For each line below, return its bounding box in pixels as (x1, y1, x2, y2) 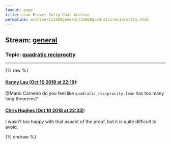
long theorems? (5, 96, 38, 102)
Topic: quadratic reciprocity (5, 51, 76, 58)
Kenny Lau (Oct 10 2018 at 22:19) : (5, 79, 78, 85)
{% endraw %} (5, 134, 37, 140)
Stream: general (5, 36, 58, 44)
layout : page (5, 7, 33, 13)
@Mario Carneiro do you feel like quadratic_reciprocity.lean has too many (5, 90, 164, 97)
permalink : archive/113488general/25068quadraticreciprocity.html (5, 17, 149, 22)
